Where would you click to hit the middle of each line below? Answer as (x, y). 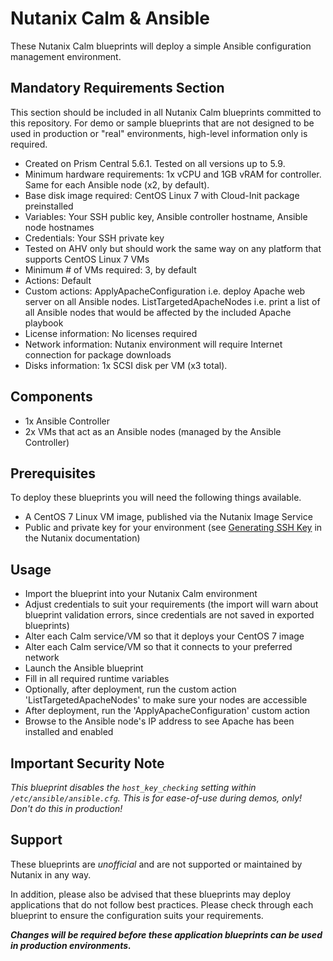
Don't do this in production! (66, 808)
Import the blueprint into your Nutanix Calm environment (141, 594)
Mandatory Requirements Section (117, 88)
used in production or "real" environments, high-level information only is (159, 133)
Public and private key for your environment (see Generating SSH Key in (173, 528)
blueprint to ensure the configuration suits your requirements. (137, 915)
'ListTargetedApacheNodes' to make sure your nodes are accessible (166, 700)
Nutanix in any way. (51, 874)
